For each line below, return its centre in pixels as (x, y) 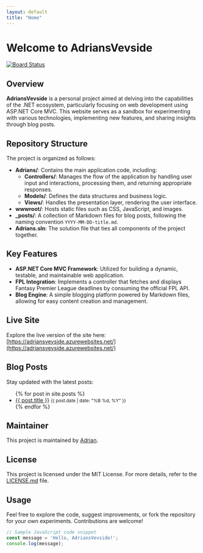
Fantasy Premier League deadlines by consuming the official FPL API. (102, 288)
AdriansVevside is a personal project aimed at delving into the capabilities (100, 99)
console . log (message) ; (35, 543)
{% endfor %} (33, 407)
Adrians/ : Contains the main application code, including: (86, 170)
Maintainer (27, 425)
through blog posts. (31, 124)
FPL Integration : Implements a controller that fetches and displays (98, 282)
